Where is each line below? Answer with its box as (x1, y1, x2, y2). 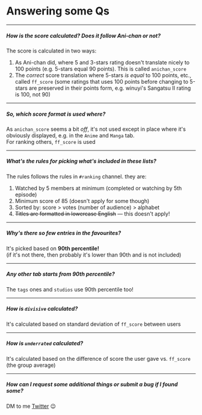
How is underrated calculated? (6, 340, 84, 347)
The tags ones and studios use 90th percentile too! (6, 286, 134, 293)
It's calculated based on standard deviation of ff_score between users (6, 320, 182, 328)
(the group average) (6, 361, 56, 369)
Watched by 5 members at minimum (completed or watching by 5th (14, 184, 182, 192)
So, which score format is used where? (6, 110, 106, 117)
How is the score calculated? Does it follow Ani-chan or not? (6, 32, 161, 39)
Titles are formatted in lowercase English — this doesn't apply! (14, 210, 170, 217)
